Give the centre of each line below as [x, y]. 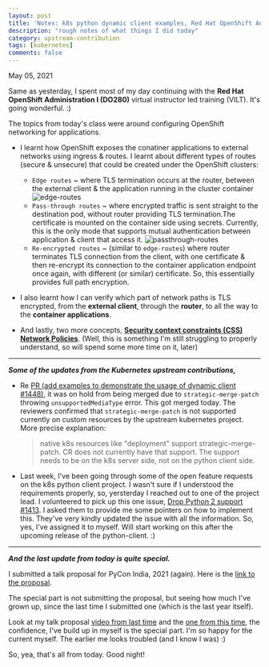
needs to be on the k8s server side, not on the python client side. [147, 460]
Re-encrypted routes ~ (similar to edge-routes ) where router [130, 248]
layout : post [30, 16]
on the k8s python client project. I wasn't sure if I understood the [126, 484]
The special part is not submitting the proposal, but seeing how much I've [129, 598]
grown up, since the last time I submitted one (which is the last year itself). [131, 606]
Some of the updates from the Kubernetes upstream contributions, [122, 370]
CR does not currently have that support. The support [151, 452]
